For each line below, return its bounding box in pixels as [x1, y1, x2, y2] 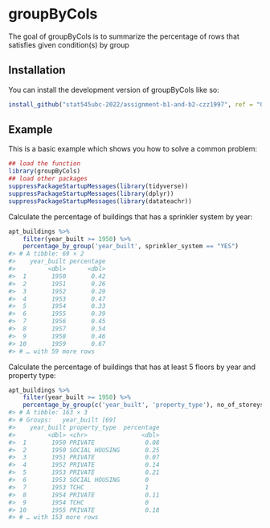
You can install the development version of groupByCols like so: [8, 85, 219, 94]
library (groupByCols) [8, 167, 81, 176]
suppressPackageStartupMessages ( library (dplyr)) [8, 189, 174, 197]
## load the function [8, 160, 81, 168]
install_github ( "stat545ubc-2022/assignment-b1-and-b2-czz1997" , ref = [8, 100, 253, 109]
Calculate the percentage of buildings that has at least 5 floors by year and [8, 362, 256, 372]
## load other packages [8, 175, 88, 183]
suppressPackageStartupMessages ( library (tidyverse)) [8, 182, 189, 190]
